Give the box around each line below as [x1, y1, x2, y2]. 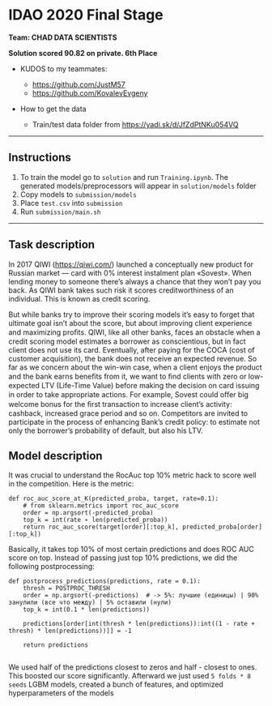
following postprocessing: [8, 562, 95, 571]
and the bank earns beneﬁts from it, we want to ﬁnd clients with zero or [8, 371, 247, 381]
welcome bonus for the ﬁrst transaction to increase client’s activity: [8, 399, 232, 409]
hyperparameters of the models [8, 688, 115, 698]
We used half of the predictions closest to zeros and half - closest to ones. [8, 662, 257, 672]
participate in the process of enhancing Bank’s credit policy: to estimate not [8, 417, 261, 426]
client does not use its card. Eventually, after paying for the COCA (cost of [8, 344, 255, 354]
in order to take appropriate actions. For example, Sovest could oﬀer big [8, 389, 249, 399]
